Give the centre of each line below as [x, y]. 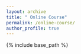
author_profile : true [33, 28]
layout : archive [26, 12]
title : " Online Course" [37, 17]
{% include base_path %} [37, 45]
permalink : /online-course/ [41, 23]
